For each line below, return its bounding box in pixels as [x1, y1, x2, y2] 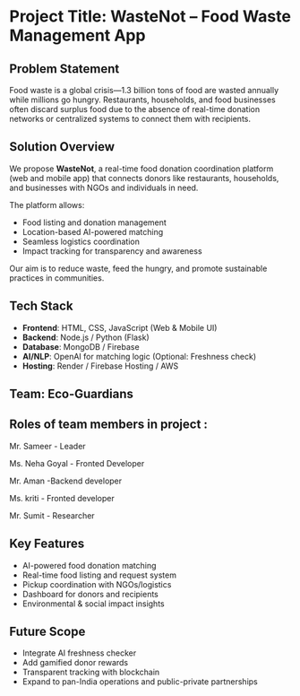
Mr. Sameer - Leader [9, 440, 87, 451]
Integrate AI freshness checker [21, 648, 137, 658]
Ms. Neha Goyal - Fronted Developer [9, 457, 145, 468]
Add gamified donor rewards [21, 657, 128, 668]
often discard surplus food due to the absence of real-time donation [9, 104, 261, 114]
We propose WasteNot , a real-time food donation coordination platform [9, 163, 274, 174]
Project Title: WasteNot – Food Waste [9, 6, 291, 27]
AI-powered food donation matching [21, 560, 157, 570]
